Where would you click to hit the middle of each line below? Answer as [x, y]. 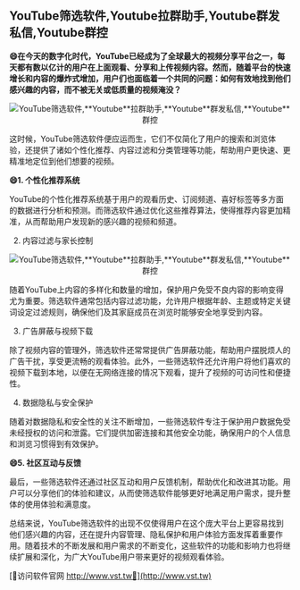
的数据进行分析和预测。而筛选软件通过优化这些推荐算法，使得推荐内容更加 [146, 210]
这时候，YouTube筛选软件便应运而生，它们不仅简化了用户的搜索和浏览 [139, 139]
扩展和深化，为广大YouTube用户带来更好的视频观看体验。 [123, 556]
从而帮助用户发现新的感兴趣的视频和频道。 [103, 221]
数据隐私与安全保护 [58, 402]
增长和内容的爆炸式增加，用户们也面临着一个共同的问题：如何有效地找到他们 [150, 78]
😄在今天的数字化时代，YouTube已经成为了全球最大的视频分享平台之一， [144, 55]
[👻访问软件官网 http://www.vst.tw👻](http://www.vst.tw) [110, 576]
